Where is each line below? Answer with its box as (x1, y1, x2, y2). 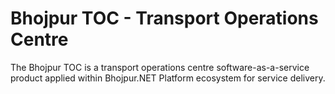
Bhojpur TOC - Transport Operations (10, 7, 319, 30)
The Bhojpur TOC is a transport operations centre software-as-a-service (10, 61, 310, 73)
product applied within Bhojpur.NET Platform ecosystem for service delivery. (10, 72, 326, 84)
